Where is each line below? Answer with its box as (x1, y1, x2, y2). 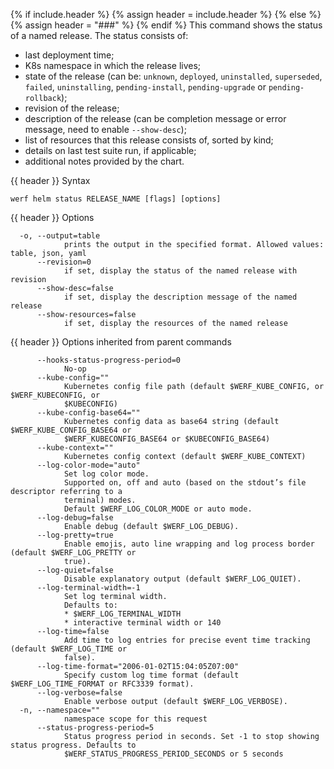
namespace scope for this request (63, 714, 208, 724)
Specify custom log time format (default (63, 670, 240, 680)
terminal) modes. (63, 495, 137, 505)
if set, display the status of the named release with (63, 266, 298, 276)
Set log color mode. (63, 469, 150, 479)
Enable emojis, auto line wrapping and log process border (63, 539, 315, 549)
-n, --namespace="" (19, 705, 101, 715)
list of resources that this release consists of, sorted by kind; (24, 134, 274, 146)
